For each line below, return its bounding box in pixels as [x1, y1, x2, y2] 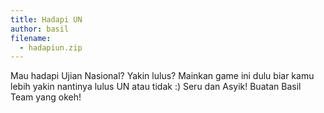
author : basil [10, 24, 70, 34]
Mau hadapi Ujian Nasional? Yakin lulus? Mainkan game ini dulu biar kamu [10, 70, 315, 82]
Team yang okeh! [10, 91, 82, 103]
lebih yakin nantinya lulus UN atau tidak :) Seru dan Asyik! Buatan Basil [10, 81, 302, 93]
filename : [10, 33, 52, 43]
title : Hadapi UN [10, 14, 83, 25]
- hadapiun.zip [19, 42, 83, 53]
